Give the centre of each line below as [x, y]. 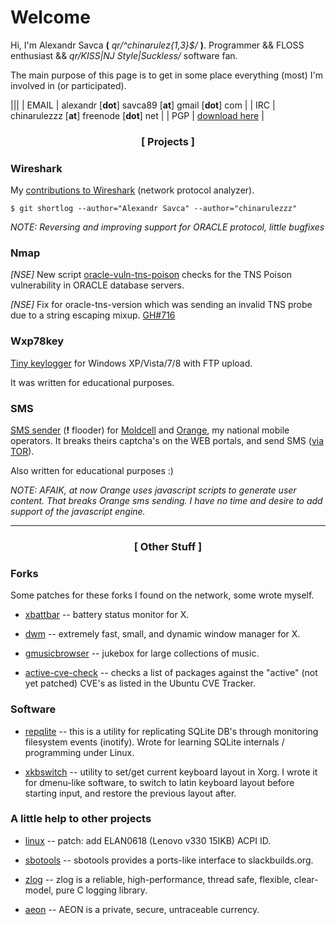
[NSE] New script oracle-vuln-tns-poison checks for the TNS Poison [151, 275]
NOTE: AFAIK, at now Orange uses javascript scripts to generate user [153, 490]
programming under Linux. [79, 752]
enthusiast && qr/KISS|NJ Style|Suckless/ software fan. [124, 55]
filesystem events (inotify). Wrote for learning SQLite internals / [154, 742]
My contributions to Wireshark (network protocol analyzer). [132, 190]
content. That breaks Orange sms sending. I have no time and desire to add [166, 501]
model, [39, 890]
